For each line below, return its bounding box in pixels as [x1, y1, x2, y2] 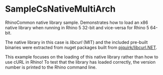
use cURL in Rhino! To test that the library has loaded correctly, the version [5, 59, 156, 65]
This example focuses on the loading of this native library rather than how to [5, 54, 159, 59]
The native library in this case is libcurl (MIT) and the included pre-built [5, 39, 148, 45]
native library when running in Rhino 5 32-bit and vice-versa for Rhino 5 [5, 24, 149, 30]
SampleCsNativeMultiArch [5, 3, 116, 15]
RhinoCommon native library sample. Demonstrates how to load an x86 [5, 19, 148, 25]
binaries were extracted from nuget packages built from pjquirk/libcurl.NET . [5, 44, 158, 50]
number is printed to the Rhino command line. [5, 64, 97, 70]
